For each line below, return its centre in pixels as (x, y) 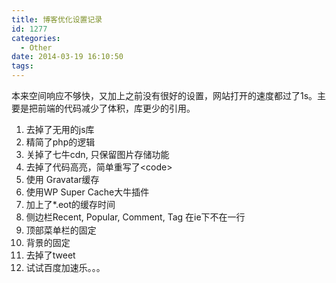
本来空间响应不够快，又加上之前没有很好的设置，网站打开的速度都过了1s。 (164, 95)
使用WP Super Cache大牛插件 (87, 192)
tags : (22, 66)
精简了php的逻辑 (60, 142)
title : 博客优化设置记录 (57, 19)
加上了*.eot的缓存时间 (70, 204)
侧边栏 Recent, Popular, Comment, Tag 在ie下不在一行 (135, 217)
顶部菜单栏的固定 (61, 230)
